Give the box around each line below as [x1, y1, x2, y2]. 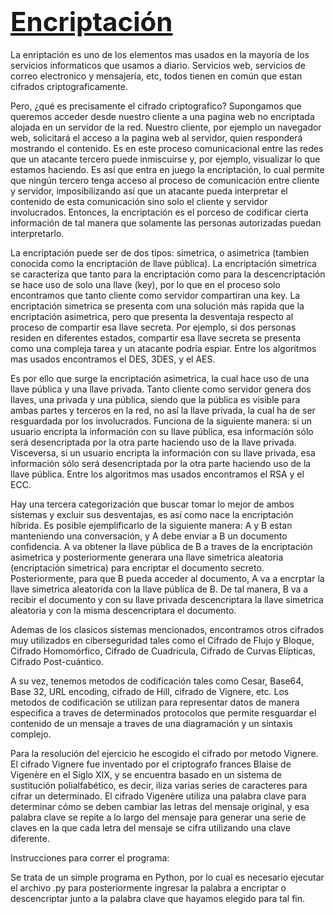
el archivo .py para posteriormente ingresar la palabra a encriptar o [10, 881, 287, 894]
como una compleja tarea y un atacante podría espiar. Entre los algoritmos [10, 342, 317, 354]
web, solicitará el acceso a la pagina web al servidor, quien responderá [10, 131, 303, 144]
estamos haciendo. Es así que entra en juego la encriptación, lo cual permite [10, 163, 325, 175]
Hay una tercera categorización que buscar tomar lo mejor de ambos [10, 498, 295, 510]
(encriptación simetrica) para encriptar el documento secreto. [10, 561, 265, 574]
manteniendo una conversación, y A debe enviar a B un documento [10, 530, 288, 542]
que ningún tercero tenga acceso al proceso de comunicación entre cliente [10, 174, 320, 186]
